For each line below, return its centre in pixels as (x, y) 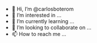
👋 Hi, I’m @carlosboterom (43, 9)
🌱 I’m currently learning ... (43, 21)
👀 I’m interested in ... (36, 15)
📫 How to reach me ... (39, 34)
